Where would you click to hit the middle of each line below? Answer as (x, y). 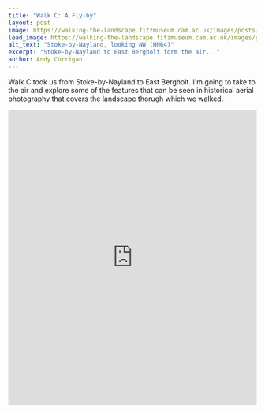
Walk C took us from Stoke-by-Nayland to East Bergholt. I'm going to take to (132, 82)
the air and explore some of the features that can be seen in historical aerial (131, 90)
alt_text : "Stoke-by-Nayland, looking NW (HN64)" (91, 45)
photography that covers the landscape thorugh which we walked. (116, 99)
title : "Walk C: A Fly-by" (52, 15)
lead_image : (28, 37)
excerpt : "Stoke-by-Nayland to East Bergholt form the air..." (114, 52)
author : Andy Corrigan (45, 60)
